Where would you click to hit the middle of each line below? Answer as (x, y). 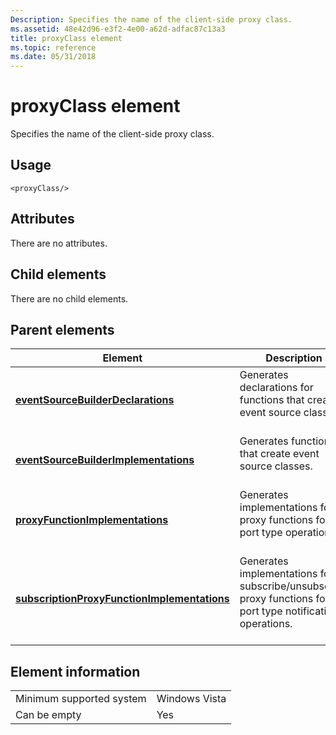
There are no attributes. (59, 243)
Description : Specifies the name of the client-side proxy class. (151, 19)
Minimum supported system (81, 699)
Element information (75, 671)
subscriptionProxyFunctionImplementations (122, 599)
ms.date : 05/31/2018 (53, 57)
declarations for (276, 388)
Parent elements (62, 329)
